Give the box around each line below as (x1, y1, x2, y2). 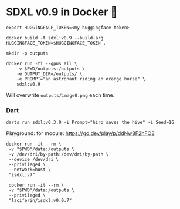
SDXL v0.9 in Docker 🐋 (6, 5, 118, 19)
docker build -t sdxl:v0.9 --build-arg (6, 35, 104, 41)
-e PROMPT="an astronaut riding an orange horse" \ (16, 76, 145, 82)
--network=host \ (8, 167, 51, 173)
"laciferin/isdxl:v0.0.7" (8, 198, 72, 204)
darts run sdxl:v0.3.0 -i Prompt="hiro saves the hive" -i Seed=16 (6, 120, 175, 126)
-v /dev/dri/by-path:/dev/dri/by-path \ (8, 151, 109, 157)
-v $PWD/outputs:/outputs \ (16, 66, 85, 72)
